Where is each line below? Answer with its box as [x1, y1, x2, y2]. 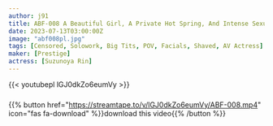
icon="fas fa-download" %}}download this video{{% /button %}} [8, 108, 226, 118]
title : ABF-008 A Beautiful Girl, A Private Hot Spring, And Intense [8, 20, 249, 28]
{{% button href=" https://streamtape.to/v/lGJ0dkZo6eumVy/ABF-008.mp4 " [8, 99, 262, 110]
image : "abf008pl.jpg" [8, 34, 85, 43]
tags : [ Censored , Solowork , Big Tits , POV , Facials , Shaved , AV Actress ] [8, 42, 264, 50]
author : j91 [8, 11, 49, 20]
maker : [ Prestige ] [8, 50, 71, 58]
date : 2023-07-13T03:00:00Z [8, 27, 104, 35]
